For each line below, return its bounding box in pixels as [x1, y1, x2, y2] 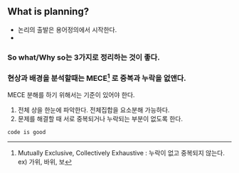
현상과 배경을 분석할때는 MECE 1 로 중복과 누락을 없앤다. [7, 72, 186, 84]
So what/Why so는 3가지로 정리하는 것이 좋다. [7, 52, 160, 62]
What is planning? [7, 6, 90, 18]
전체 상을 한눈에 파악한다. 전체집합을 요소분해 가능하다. [17, 106, 170, 114]
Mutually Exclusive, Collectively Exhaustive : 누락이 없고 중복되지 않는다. [17, 149, 225, 157]
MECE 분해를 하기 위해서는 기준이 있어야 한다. [7, 91, 135, 99]
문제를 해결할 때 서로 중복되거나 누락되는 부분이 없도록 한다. [17, 115, 184, 123]
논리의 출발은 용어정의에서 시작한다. [17, 25, 117, 34]
